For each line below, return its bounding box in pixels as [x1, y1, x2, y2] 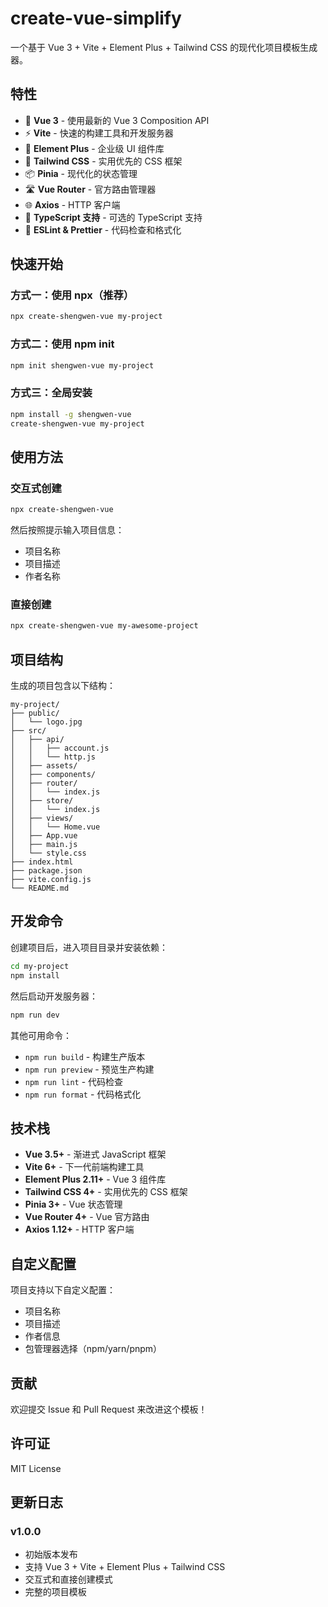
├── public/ [10, 708, 60, 719]
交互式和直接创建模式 [24, 1573, 113, 1586]
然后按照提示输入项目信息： [10, 524, 125, 536]
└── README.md [10, 883, 70, 894]
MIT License [10, 1462, 62, 1474]
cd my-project [10, 961, 70, 971]
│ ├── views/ [10, 813, 74, 824]
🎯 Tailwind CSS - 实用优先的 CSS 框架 [24, 155, 183, 167]
